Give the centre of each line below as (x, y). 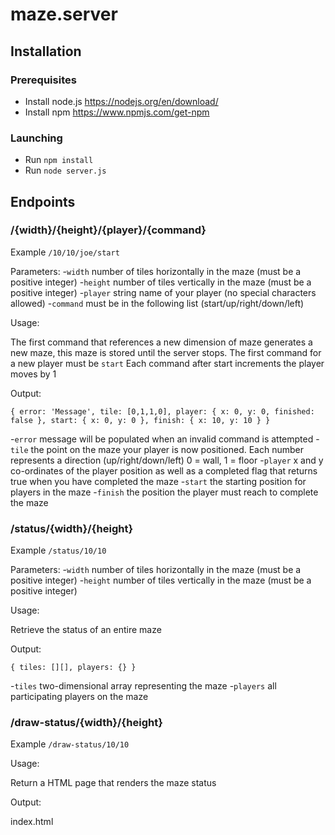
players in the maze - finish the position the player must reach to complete (164, 492)
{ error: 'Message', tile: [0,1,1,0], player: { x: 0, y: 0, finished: (162, 411)
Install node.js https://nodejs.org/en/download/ (121, 101)
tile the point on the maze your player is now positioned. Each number (157, 449)
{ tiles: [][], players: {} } (73, 668)
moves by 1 (33, 374)
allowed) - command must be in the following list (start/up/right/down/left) (157, 303)
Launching (36, 138)
